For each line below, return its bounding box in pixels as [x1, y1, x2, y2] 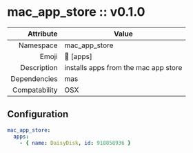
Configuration [7, 108, 69, 120]
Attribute [27, 29, 58, 38]
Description [20, 62, 58, 72]
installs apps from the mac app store [64, 62, 183, 72]
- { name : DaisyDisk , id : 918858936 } [19, 139, 131, 146]
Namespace [18, 40, 58, 50]
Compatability [12, 85, 58, 95]
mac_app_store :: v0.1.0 [7, 4, 145, 20]
